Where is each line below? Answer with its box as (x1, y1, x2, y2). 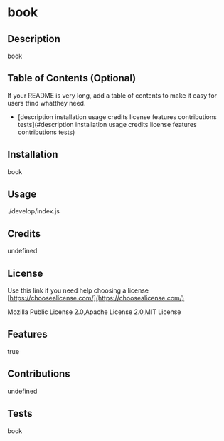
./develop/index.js (7, 207, 60, 216)
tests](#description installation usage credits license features (17, 120, 197, 128)
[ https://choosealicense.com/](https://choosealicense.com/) (7, 294, 185, 303)
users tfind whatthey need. (7, 98, 86, 107)
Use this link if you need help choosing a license (7, 286, 149, 295)
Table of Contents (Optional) (7, 72, 137, 84)
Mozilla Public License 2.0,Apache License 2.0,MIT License (7, 308, 181, 316)
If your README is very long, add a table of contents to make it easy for (7, 91, 218, 100)
